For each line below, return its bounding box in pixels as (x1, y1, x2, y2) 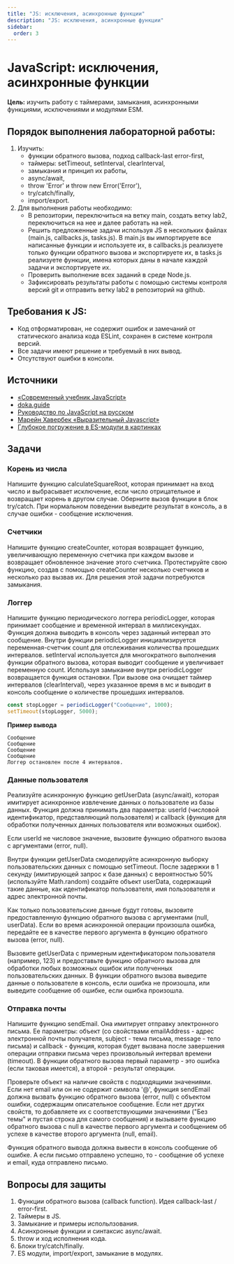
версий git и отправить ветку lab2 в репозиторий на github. (27, 286, 205, 294)
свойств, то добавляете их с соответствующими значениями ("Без (7, 1107, 208, 1116)
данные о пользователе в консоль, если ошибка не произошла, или (7, 978, 210, 987)
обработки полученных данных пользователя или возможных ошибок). (7, 820, 221, 829)
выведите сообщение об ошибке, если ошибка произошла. (7, 986, 184, 995)
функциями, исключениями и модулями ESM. (7, 106, 144, 114)
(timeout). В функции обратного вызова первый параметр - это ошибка (7, 1057, 220, 1065)
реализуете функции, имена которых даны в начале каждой (27, 256, 208, 264)
